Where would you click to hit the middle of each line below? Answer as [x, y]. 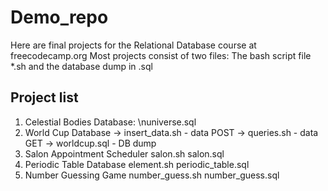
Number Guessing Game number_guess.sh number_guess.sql [152, 175]
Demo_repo [59, 17]
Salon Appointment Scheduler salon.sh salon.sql [124, 153]
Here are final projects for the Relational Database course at [133, 45]
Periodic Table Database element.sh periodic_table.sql [137, 164]
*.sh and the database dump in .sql [81, 66]
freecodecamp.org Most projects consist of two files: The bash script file [161, 55]
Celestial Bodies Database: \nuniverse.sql [110, 122]
